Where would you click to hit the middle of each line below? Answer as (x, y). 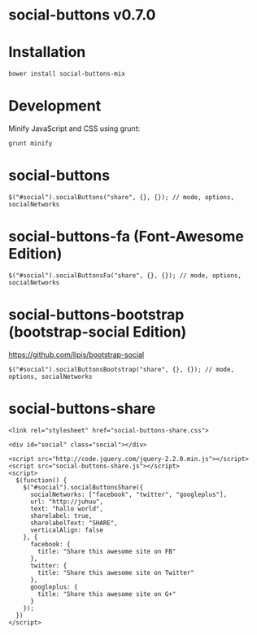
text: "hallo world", (67, 509)
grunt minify (30, 144)
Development (55, 106)
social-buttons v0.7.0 (82, 15)
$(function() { (41, 480)
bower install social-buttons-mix (67, 74)
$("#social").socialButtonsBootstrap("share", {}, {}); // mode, (121, 369)
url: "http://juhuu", (67, 502)
